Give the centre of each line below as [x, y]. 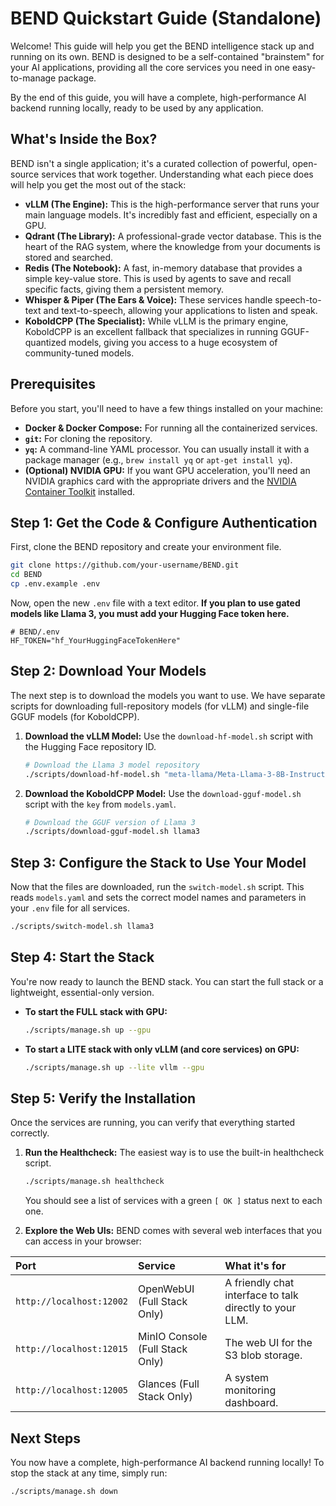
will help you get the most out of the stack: [98, 184]
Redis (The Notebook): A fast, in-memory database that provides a [163, 268]
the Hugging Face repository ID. [90, 746]
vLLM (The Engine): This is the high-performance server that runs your [172, 204]
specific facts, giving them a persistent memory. [124, 289]
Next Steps [45, 1438]
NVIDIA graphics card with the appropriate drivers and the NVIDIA [160, 481]
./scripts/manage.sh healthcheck [94, 1182]
